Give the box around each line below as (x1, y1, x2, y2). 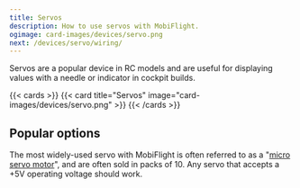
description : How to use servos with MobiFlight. (9, 22, 200, 31)
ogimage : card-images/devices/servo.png (9, 30, 164, 39)
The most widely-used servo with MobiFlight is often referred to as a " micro (9, 149, 291, 160)
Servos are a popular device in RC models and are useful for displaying (9, 63, 273, 74)
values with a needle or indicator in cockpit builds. (9, 73, 195, 84)
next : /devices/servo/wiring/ (9, 38, 123, 48)
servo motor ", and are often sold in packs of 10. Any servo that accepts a (9, 159, 280, 170)
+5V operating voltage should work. (9, 168, 143, 180)
